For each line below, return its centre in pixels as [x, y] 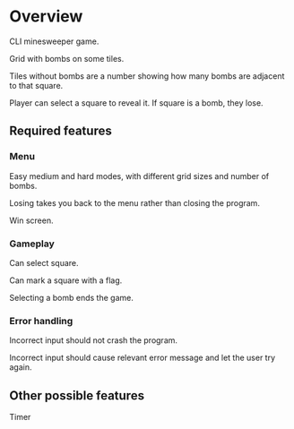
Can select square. [44, 262]
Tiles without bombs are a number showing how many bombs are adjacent [147, 76]
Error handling [41, 321]
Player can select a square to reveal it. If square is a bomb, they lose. [136, 103]
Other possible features [77, 395]
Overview [46, 17]
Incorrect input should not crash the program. [93, 340]
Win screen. [31, 220]
